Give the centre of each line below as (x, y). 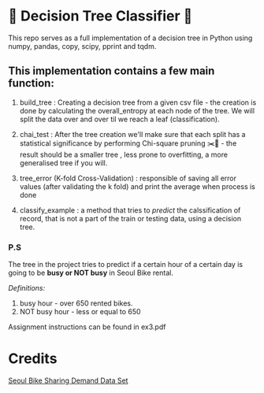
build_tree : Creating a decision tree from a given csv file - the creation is (138, 102)
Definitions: (27, 288)
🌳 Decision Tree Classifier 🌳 (100, 16)
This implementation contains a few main (112, 71)
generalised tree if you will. (63, 163)
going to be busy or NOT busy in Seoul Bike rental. (91, 273)
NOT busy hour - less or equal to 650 (80, 312)
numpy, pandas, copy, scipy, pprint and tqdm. (82, 46)
